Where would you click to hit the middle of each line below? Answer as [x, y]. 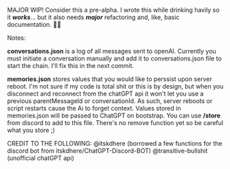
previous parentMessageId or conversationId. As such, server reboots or [110, 101]
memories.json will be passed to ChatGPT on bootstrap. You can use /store [114, 115]
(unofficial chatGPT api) [41, 158]
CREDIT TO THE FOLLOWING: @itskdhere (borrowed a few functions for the [115, 143]
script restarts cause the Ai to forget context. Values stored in [94, 108]
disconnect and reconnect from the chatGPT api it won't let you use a [105, 93]
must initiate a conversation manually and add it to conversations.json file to [114, 58]
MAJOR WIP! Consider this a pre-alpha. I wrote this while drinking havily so [113, 10]
